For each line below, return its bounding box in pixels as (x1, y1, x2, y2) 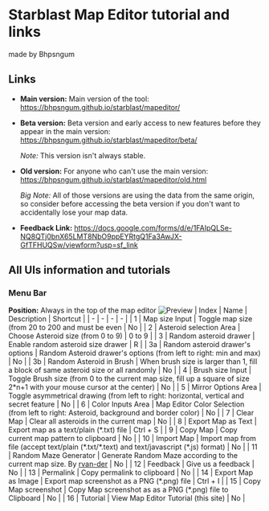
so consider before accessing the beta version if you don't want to (19, 198, 241, 208)
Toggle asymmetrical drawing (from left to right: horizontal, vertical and (8, 391, 245, 401)
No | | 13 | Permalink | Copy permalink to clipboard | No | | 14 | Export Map (8, 468, 254, 477)
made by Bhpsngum (8, 49, 75, 59)
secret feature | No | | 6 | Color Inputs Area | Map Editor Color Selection (8, 399, 245, 409)
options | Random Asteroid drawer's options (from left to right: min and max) (8, 348, 261, 358)
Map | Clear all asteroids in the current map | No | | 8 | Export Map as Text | (8, 416, 257, 427)
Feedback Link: (19, 223, 73, 232)
